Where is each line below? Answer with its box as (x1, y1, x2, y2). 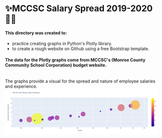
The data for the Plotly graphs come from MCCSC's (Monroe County (5, 57, 146, 63)
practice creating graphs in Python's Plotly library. (12, 41, 113, 47)
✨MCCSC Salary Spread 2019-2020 (5, 3, 153, 14)
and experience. (5, 83, 38, 89)
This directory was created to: (5, 30, 67, 35)
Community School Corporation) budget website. (5, 62, 107, 68)
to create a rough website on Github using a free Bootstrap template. (12, 46, 149, 52)
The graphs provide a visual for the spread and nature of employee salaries (5, 78, 156, 84)
